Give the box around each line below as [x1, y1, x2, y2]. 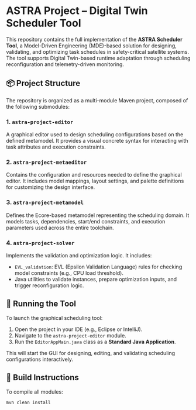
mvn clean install [6, 399, 51, 405]
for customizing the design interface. [6, 184, 95, 191]
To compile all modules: [6, 388, 63, 395]
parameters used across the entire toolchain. [6, 224, 114, 231]
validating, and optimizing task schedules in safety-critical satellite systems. [6, 48, 189, 55]
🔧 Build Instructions [6, 373, 79, 383]
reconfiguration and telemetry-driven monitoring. [6, 60, 125, 68]
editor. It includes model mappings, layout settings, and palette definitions [6, 177, 184, 185]
